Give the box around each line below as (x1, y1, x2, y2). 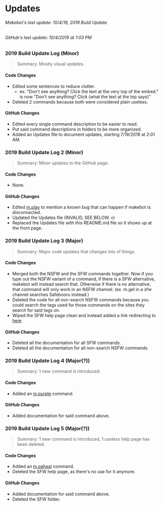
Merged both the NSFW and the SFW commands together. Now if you (12, 270, 153, 276)
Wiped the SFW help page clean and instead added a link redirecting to (12, 312, 156, 318)
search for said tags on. (12, 307, 60, 313)
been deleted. (17, 441, 46, 447)
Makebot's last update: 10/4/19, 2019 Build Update (5, 19, 107, 25)
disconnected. (12, 210, 42, 215)
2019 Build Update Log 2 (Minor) (5, 149, 84, 156)
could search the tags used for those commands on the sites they (12, 302, 145, 308)
